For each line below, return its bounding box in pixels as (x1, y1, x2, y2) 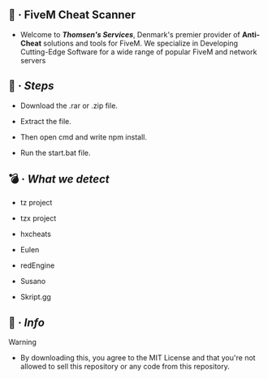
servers (19, 55, 46, 65)
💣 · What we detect (8, 172, 110, 187)
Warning (8, 338, 37, 347)
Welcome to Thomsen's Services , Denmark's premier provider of (19, 29, 241, 39)
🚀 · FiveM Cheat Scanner (8, 8, 136, 22)
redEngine (19, 261, 55, 270)
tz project (19, 198, 53, 208)
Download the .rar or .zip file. (19, 101, 118, 110)
